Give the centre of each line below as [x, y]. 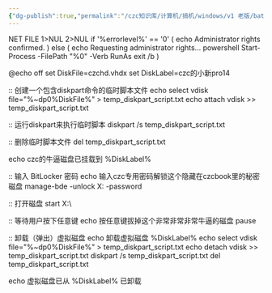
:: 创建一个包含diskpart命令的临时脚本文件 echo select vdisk [108, 90]
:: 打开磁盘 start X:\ [40, 203]
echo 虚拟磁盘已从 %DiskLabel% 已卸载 [75, 281]
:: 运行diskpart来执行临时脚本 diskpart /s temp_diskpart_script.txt [117, 124]
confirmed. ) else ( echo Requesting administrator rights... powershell [124, 47]
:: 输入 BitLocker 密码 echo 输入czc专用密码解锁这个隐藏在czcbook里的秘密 [134, 176]
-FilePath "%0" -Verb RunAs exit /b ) [98, 56]
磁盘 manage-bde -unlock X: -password [75, 186]
